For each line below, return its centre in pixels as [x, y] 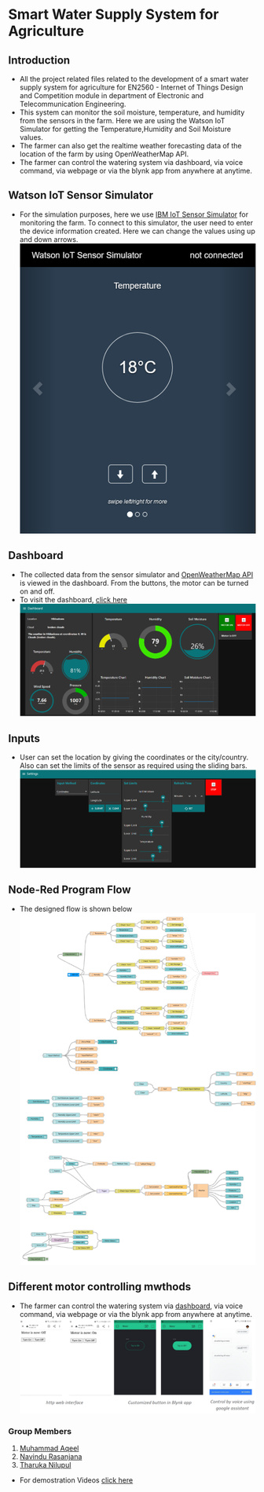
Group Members [40, 1431]
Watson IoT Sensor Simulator [81, 195]
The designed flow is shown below [76, 909]
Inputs [24, 739]
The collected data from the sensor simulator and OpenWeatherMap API [136, 574]
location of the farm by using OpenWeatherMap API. [104, 154]
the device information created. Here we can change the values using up [137, 231]
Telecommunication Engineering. [73, 104]
